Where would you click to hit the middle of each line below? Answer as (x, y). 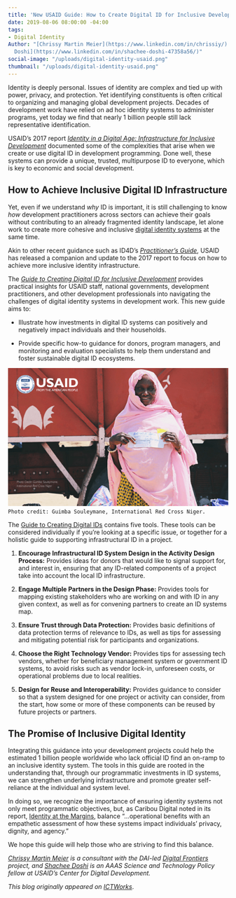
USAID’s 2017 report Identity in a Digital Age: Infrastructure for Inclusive (112, 138)
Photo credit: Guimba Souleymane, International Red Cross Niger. (107, 512)
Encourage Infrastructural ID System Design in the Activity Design (116, 553)
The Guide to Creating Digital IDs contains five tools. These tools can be (112, 524)
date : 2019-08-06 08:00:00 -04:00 (58, 22)
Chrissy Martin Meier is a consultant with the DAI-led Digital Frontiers (108, 858)
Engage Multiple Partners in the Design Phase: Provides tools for (113, 589)
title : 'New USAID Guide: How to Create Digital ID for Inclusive (107, 15)
